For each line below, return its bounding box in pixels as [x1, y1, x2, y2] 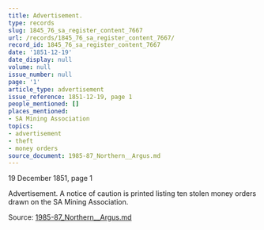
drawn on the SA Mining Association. [8, 197, 129, 207]
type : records [8, 19, 55, 27]
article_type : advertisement [8, 85, 104, 94]
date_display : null [8, 56, 73, 64]
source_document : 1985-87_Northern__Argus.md [8, 151, 160, 159]
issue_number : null [8, 71, 73, 79]
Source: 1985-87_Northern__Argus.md [8, 213, 132, 222]
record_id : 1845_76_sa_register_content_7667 [8, 41, 160, 49]
